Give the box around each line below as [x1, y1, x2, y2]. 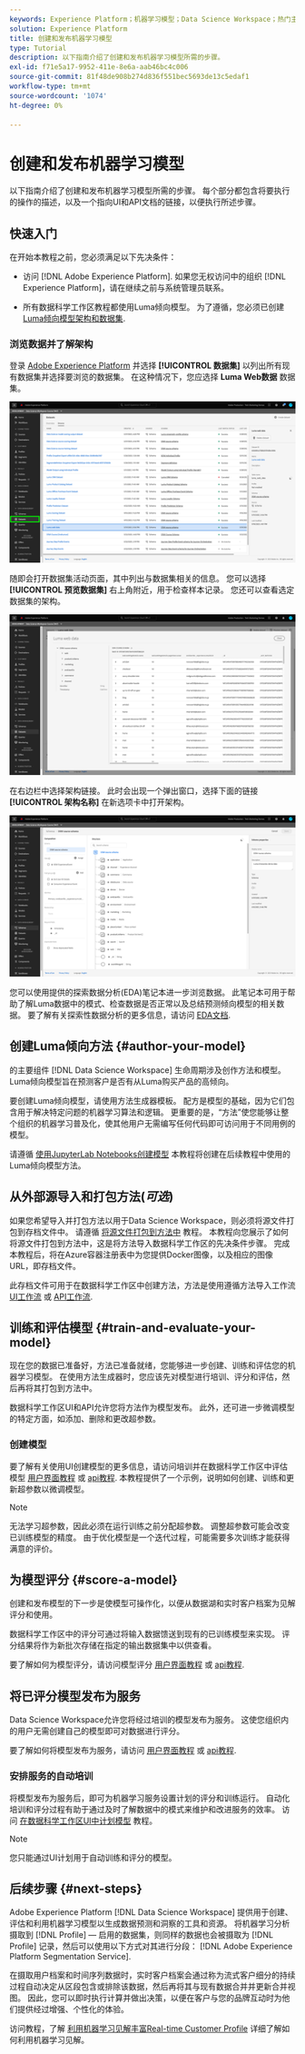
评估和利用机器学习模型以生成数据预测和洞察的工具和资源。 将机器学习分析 [9, 1918, 290, 1930]
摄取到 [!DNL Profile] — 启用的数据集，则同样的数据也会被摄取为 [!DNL [9, 1930, 274, 1940]
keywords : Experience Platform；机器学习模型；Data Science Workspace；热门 [9, 15, 291, 24]
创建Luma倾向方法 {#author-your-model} [9, 1038, 247, 1054]
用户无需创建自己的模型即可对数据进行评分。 [16, 1726, 184, 1737]
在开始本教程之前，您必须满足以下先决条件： [9, 252, 177, 263]
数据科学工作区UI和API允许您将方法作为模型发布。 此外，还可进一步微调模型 [9, 1402, 295, 1413]
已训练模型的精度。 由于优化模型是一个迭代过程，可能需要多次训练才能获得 [9, 1532, 290, 1543]
